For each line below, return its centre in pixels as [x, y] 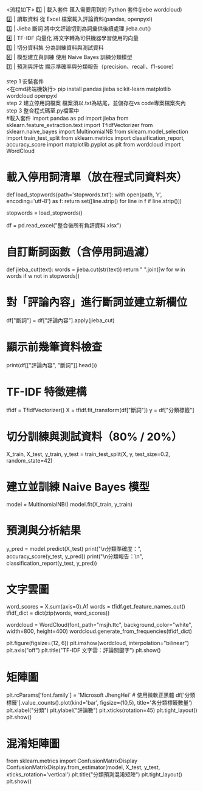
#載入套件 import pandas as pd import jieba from [67, 118]
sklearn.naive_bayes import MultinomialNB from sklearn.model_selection [97, 131]
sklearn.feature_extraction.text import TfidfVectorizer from [80, 125]
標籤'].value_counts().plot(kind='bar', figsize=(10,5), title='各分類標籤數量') [99, 703]
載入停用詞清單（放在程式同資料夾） [97, 177]
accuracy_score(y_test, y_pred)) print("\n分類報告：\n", [75, 556]
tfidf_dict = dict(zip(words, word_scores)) [58, 613]
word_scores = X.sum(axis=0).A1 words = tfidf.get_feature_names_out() [96, 607]
